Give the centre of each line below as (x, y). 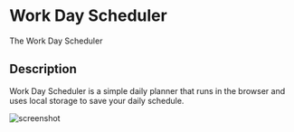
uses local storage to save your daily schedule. (97, 100)
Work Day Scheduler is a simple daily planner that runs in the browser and (147, 90)
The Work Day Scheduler (56, 41)
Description (43, 69)
